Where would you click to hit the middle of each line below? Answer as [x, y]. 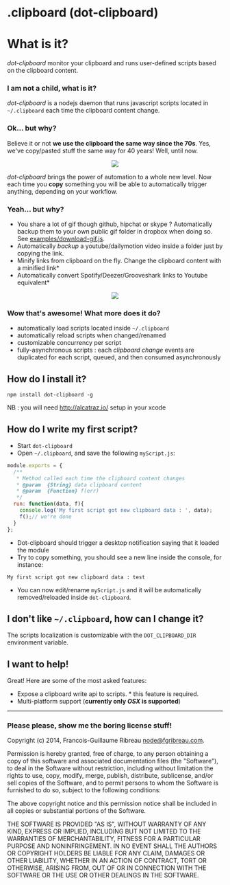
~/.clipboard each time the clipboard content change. [84, 111]
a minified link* [38, 268]
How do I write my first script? [73, 429]
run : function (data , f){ [49, 504]
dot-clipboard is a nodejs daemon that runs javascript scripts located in [108, 103]
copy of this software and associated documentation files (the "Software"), [113, 761]
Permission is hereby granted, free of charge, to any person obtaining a [108, 754]
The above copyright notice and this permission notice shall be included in [112, 804]
